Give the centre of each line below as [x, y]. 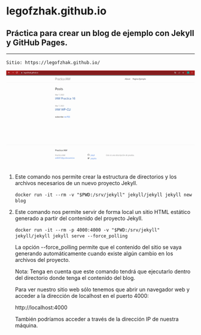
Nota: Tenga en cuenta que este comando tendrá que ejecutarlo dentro [103, 271]
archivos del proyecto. [42, 260]
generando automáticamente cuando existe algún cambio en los [94, 253]
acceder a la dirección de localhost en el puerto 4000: [82, 296]
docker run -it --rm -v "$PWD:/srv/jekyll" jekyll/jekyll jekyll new [103, 195]
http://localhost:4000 [41, 307]
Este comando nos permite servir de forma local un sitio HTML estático [103, 212]
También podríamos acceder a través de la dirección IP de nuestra [97, 319]
